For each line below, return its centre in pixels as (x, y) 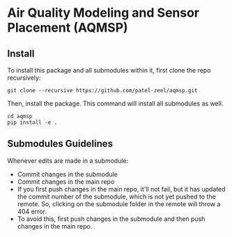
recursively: (24, 78)
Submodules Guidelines (60, 144)
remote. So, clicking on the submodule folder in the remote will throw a (119, 203)
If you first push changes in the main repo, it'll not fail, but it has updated (121, 189)
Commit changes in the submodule (68, 174)
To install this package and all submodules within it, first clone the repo (109, 70)
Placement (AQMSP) (68, 28)
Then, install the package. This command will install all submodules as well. (115, 103)
